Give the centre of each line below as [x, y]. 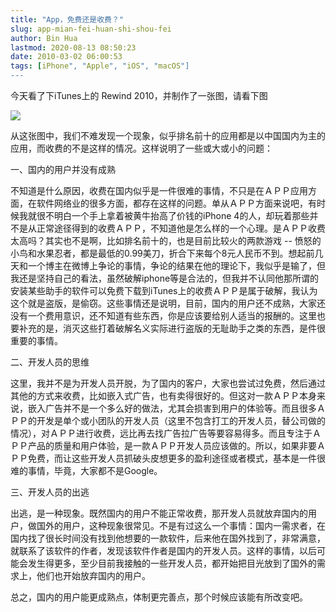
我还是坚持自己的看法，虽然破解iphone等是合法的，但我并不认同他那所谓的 [165, 278]
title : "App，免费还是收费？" [67, 19]
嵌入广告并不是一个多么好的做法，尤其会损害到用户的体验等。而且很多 [172, 408]
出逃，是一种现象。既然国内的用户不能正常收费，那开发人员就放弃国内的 [159, 513]
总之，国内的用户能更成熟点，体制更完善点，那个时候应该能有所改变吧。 [159, 597]
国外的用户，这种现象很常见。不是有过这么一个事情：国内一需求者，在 [181, 525]
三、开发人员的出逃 [50, 492]
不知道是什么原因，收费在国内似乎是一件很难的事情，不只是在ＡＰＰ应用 [159, 190]
